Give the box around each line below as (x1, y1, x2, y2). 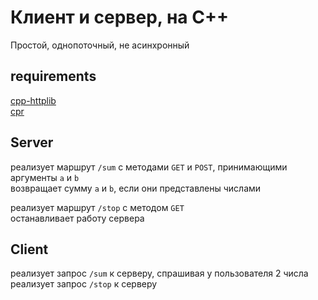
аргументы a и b (10, 171, 80, 183)
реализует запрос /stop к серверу (10, 278, 158, 290)
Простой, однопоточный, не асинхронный (10, 39, 190, 51)
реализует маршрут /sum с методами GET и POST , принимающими (10, 161, 288, 173)
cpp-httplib (10, 94, 57, 106)
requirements (10, 68, 97, 85)
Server (10, 134, 54, 151)
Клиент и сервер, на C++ (10, 6, 229, 29)
